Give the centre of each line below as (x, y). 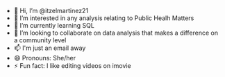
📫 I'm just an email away (50, 48)
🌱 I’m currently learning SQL (54, 25)
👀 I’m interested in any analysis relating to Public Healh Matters (104, 18)
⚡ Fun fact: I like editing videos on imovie (72, 66)
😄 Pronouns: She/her (45, 58)
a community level (40, 40)
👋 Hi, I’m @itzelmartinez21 (51, 11)
